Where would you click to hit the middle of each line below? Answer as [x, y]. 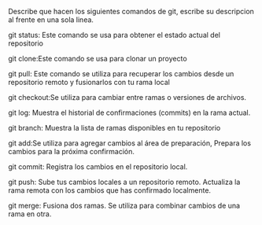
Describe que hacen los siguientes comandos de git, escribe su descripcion [131, 11]
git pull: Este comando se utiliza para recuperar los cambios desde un [121, 74]
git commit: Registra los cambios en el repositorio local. [98, 167]
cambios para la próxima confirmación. [72, 151]
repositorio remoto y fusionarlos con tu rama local [89, 82]
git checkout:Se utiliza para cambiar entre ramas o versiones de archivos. [127, 97]
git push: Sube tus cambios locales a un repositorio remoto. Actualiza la [124, 182]
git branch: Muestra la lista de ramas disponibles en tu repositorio [114, 128]
